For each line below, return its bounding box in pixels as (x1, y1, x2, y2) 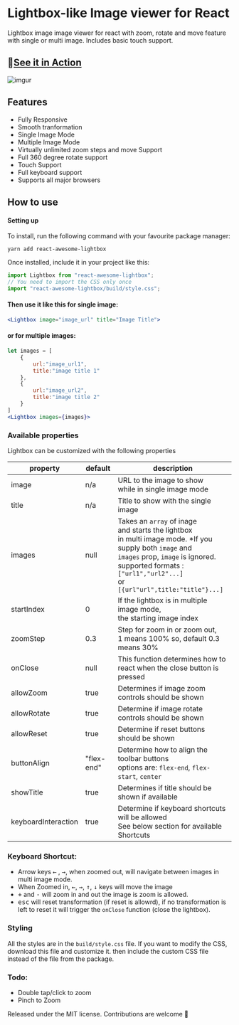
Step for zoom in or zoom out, (117, 625, 217, 634)
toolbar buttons (117, 753, 169, 763)
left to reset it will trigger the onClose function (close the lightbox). (17, 905, 211, 914)
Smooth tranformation (17, 122, 83, 131)
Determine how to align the (117, 745, 208, 755)
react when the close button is (117, 663, 219, 673)
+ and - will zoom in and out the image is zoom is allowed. (17, 891, 188, 899)
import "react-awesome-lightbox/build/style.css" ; (7, 285, 161, 292)
